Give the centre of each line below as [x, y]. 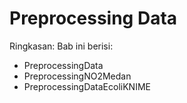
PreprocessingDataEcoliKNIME [87, 86]
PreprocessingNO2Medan [77, 76]
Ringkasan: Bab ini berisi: [61, 46]
